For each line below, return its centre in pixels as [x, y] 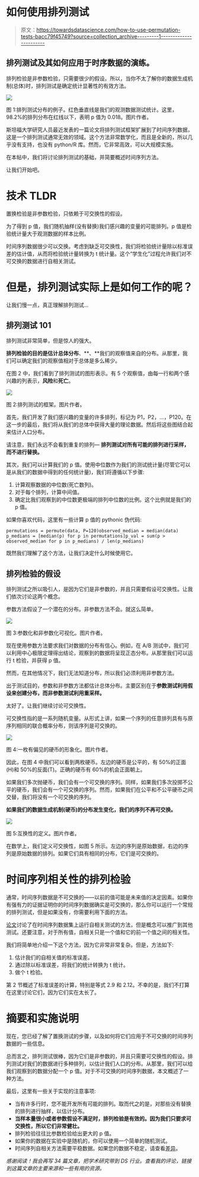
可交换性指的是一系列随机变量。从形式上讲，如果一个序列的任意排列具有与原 [99, 718]
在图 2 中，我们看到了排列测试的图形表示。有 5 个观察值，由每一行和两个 [95, 373]
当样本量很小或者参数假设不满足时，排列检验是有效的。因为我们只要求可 [103, 1119]
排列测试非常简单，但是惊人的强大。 [50, 341]
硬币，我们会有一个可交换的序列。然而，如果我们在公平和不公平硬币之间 [105, 790]
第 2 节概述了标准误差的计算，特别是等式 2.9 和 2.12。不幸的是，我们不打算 [98, 985]
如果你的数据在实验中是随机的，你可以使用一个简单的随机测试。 [92, 1141]
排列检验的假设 [33, 574]
